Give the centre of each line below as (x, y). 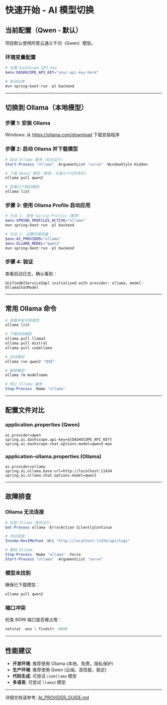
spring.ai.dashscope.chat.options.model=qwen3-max (59, 444)
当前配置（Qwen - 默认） (44, 30)
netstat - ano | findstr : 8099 (37, 629)
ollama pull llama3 (25, 339)
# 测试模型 (15, 357)
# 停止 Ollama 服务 (24, 384)
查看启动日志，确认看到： (31, 273)
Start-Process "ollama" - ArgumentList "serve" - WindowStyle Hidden (77, 164)
